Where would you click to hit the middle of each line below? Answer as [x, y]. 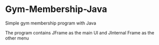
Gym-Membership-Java [56, 9]
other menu [17, 38]
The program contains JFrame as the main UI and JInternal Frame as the [80, 32]
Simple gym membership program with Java [51, 23]
